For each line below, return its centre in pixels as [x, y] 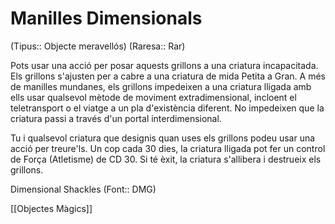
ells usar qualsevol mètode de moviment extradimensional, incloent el [153, 97]
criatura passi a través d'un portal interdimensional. [116, 118]
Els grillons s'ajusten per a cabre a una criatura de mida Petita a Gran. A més [168, 76]
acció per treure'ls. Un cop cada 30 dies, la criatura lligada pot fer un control [168, 148]
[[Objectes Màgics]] [51, 208]
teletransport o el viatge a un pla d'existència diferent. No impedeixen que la [167, 108]
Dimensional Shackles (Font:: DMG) [83, 189]
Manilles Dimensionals [106, 18]
